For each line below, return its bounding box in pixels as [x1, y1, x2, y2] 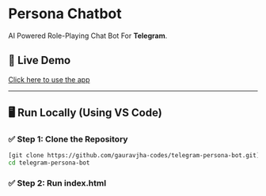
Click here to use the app [8, 74, 90, 84]
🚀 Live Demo [8, 54, 71, 67]
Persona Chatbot [8, 5, 122, 23]
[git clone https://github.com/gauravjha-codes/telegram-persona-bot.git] [8, 152, 260, 160]
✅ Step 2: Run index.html [8, 178, 107, 189]
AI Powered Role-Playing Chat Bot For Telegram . [8, 31, 168, 40]
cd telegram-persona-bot [8, 159, 90, 167]
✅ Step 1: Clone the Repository [8, 134, 128, 145]
